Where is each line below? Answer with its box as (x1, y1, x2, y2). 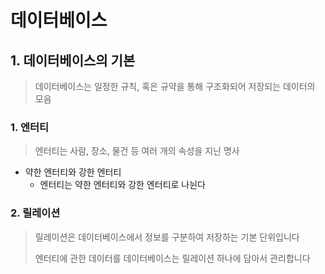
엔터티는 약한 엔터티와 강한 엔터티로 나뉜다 (39, 179, 207, 191)
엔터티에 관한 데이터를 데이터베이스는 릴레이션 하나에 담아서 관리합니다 (34, 252, 311, 264)
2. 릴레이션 (10, 206, 61, 220)
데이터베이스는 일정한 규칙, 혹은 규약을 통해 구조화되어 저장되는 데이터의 (34, 81, 316, 92)
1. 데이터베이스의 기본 (10, 52, 136, 69)
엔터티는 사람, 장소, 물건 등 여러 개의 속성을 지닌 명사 (34, 145, 240, 157)
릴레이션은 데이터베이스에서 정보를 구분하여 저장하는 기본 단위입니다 (34, 231, 300, 243)
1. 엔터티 (10, 120, 50, 134)
